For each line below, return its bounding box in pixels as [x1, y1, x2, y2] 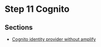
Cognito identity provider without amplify [11, 36, 96, 42]
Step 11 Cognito [4, 3, 70, 15]
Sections [4, 23, 33, 32]
